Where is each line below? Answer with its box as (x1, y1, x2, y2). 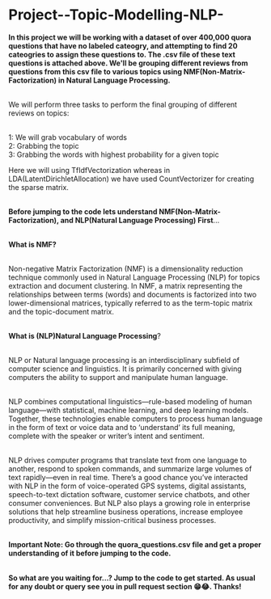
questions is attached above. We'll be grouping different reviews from (8, 58, 248, 68)
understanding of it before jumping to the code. (8, 548, 171, 558)
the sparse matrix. (8, 182, 69, 192)
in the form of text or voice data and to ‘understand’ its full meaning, (8, 422, 235, 432)
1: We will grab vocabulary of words (8, 132, 128, 142)
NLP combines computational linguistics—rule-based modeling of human (8, 396, 252, 406)
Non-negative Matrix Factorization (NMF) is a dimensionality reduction (8, 264, 243, 273)
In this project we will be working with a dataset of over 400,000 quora (8, 32, 252, 42)
